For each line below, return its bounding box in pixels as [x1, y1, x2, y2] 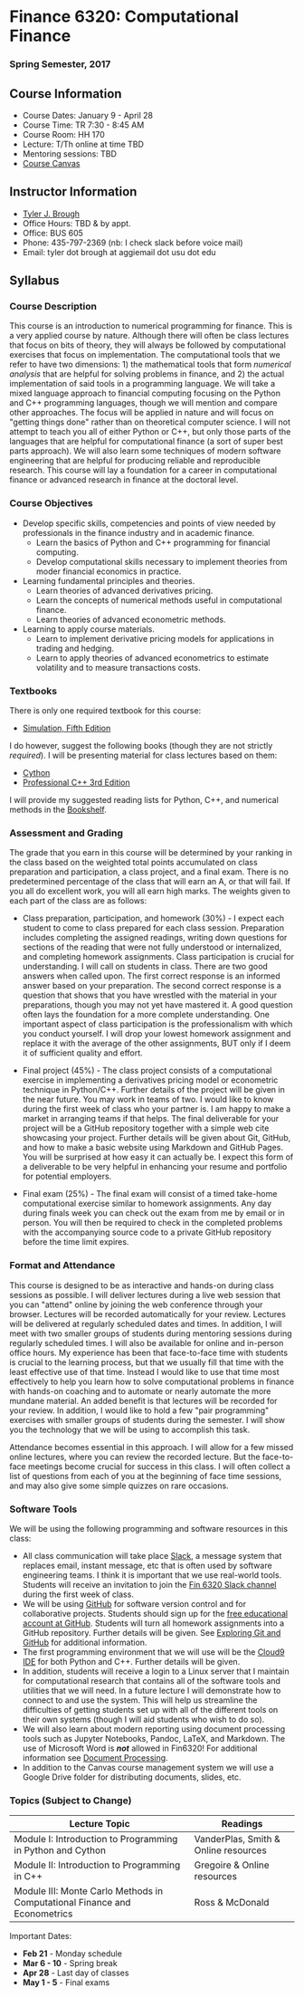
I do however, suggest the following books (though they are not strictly [9, 741, 273, 751]
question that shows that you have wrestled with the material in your [22, 989, 278, 1001]
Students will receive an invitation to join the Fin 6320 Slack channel [22, 1579, 278, 1590]
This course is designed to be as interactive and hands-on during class [9, 1279, 274, 1291]
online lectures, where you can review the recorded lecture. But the [9, 1451, 261, 1462]
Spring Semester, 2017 [9, 58, 111, 71]
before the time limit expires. [22, 1237, 129, 1247]
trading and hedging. [35, 643, 115, 654]
